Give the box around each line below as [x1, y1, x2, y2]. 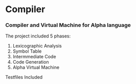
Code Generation [12, 59, 49, 65]
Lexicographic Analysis [12, 43, 62, 49]
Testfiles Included [5, 74, 43, 80]
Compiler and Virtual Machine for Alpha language [5, 22, 131, 29]
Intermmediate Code [12, 54, 56, 60]
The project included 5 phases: [5, 33, 71, 39]
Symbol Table [12, 48, 42, 54]
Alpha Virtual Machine [12, 64, 60, 70]
